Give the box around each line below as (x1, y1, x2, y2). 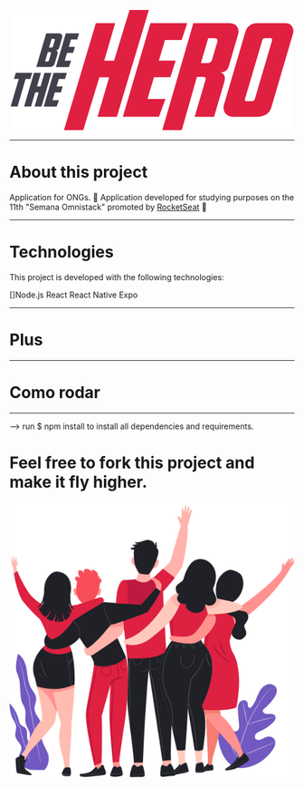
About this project (9, 162, 148, 182)
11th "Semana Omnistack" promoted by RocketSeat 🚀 (9, 201, 207, 212)
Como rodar (9, 383, 101, 403)
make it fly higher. (9, 471, 147, 492)
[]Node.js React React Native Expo (9, 289, 138, 300)
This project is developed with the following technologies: (9, 271, 224, 282)
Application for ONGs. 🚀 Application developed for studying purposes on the (9, 191, 295, 202)
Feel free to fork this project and (9, 452, 255, 472)
